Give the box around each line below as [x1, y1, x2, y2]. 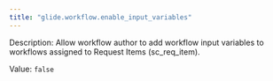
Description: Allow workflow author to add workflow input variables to [9, 37, 264, 48]
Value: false [9, 63, 55, 74]
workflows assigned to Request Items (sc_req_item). [9, 46, 201, 57]
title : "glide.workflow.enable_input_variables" [9, 12, 192, 22]
